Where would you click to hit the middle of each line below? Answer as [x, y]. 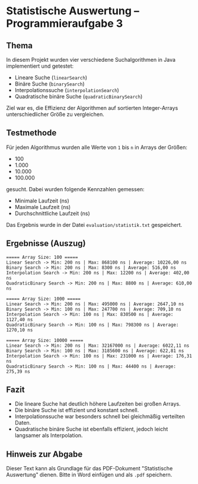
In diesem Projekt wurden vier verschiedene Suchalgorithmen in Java [91, 60]
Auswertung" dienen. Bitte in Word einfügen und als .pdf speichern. [89, 475]
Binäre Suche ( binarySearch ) [49, 84]
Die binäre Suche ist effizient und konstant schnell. [77, 410]
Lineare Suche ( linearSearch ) [51, 77]
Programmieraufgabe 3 [65, 23]
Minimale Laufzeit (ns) [42, 201]
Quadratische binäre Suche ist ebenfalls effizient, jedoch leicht [91, 429]
